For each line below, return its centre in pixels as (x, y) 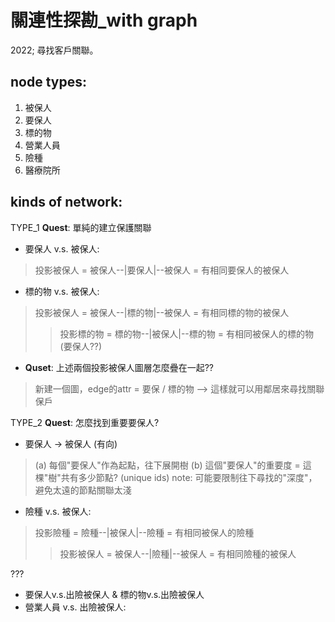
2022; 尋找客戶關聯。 (54, 50)
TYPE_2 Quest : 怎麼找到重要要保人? (85, 422)
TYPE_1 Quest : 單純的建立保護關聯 (81, 227)
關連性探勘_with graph (104, 20)
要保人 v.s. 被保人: (62, 248)
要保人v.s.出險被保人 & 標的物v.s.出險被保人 (114, 594)
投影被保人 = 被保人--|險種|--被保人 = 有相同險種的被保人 (178, 553)
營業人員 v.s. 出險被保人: (75, 607)
